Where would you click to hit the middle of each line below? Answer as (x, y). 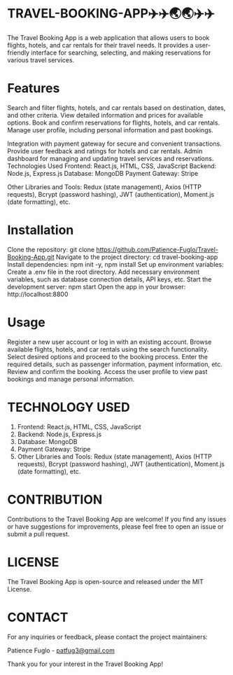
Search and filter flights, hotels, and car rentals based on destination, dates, (116, 107)
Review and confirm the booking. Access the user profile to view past (107, 371)
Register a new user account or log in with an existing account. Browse (110, 342)
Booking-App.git (31, 257)
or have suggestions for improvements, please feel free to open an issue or (115, 527)
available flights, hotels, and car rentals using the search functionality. (108, 349)
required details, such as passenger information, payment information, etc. (115, 364)
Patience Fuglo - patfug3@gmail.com (61, 650)
